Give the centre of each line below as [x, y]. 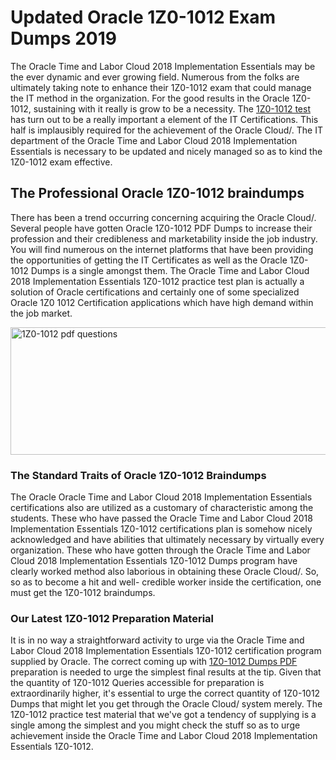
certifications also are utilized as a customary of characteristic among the [162, 508]
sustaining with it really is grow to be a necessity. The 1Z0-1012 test [172, 108]
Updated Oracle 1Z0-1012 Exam [143, 17]
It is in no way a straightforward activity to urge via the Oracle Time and [157, 640]
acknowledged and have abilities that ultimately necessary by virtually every [167, 540]
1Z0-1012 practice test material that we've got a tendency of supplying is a [163, 715]
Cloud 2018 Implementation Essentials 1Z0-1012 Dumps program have [154, 561]
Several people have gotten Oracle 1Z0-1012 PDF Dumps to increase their [161, 228]
